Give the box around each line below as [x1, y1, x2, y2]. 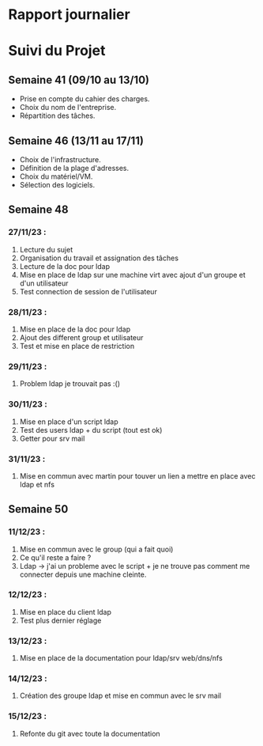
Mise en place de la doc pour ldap [19, 324, 131, 334]
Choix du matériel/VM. [19, 172, 93, 181]
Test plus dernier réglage [19, 615, 102, 625]
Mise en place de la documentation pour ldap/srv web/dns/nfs [19, 653, 223, 663]
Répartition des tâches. [19, 111, 96, 120]
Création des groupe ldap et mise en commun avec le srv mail [19, 691, 222, 701]
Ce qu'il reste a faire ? [19, 552, 92, 562]
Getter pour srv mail [19, 434, 85, 443]
